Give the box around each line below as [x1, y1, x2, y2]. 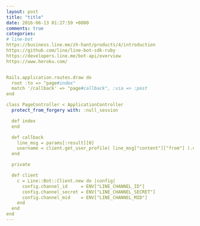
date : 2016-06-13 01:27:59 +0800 [6, 20, 89, 26]
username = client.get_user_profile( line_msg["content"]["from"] [17, 145, 185, 152]
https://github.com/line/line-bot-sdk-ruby [6, 48, 116, 54]
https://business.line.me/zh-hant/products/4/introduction [6, 42, 156, 48]
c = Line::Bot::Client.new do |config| [17, 178, 116, 184]
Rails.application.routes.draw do [6, 74, 92, 80]
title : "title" [6, 14, 44, 20]
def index [11, 118, 36, 124]
